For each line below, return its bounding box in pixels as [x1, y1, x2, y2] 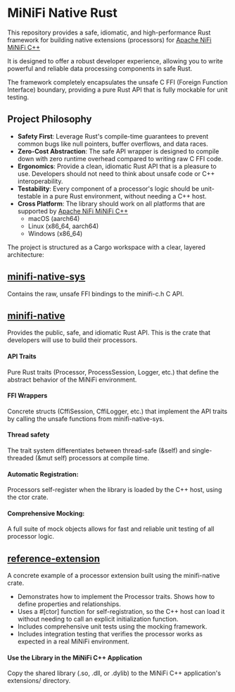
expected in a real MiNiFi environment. [17, 637, 130, 646]
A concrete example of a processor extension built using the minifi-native [7, 572, 220, 580]
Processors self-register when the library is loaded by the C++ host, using [7, 486, 222, 494]
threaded [7, 453, 34, 462]
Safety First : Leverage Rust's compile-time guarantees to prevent [17, 132, 209, 140]
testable [17, 191, 42, 200]
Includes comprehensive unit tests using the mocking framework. [17, 622, 208, 631]
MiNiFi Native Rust [7, 5, 118, 21]
